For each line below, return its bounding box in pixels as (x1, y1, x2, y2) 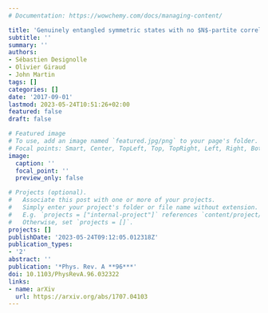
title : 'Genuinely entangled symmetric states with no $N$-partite (8, 26, 238, 34)
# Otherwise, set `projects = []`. (8, 218, 134, 226)
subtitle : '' (8, 34, 52, 42)
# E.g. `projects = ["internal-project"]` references (8, 211, 198, 219)
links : (8, 277, 30, 286)
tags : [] (8, 77, 37, 86)
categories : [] (8, 85, 59, 93)
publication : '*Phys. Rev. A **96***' (8, 263, 137, 271)
